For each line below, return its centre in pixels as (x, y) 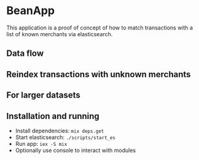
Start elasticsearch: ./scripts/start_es (65, 137)
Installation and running (53, 116)
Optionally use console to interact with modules (76, 150)
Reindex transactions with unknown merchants (99, 74)
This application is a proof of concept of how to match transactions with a (100, 28)
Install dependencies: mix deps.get (60, 131)
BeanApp (31, 11)
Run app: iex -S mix (41, 143)
